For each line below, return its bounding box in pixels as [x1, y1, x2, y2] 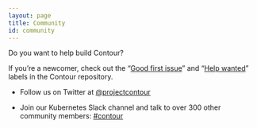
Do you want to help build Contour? [8, 48, 125, 58]
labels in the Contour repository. [8, 72, 113, 82]
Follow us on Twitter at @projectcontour [19, 87, 151, 97]
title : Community [8, 19, 66, 27]
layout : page [8, 11, 52, 20]
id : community [8, 26, 56, 34]
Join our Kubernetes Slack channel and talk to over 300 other [19, 103, 221, 112]
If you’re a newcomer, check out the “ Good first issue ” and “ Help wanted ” [8, 64, 249, 73]
